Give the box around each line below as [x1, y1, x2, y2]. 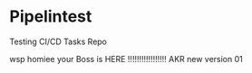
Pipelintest [9, 6, 92, 27]
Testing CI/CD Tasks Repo [9, 36, 107, 47]
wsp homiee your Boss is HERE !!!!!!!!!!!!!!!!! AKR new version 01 [9, 53, 243, 64]
